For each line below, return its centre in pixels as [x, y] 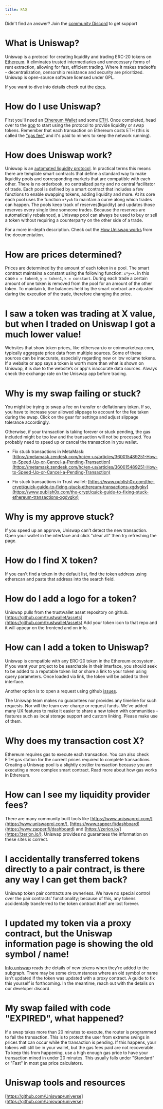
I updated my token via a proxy [68, 923]
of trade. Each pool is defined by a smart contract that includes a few [74, 189]
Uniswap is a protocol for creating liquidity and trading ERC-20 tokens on [78, 56]
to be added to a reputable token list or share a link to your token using [76, 671]
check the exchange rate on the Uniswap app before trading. [66, 374]
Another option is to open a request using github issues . [61, 691]
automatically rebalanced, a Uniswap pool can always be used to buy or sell [81, 215]
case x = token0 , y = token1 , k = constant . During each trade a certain [76, 279]
